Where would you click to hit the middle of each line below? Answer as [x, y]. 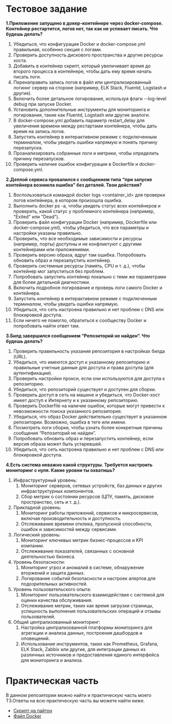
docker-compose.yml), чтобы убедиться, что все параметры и [81, 227]
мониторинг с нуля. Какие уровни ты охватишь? [60, 470]
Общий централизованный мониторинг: [57, 622]
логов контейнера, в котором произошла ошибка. [68, 200]
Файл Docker [27, 716]
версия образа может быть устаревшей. [58, 444]
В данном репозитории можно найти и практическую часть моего [79, 695]
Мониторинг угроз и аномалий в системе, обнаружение [82, 567]
